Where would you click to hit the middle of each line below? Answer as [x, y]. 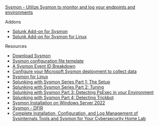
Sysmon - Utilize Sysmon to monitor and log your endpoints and [70, 7]
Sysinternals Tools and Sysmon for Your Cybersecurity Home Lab [79, 118]
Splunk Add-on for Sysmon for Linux [50, 37]
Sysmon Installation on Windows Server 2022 [59, 103]
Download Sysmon [31, 56]
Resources [16, 46]
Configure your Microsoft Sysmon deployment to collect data [74, 71]
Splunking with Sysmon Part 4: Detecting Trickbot [63, 97]
